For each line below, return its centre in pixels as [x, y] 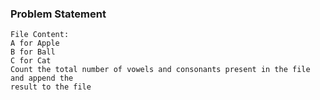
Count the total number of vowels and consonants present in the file [160, 70]
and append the [42, 78]
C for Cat [31, 61]
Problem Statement [58, 14]
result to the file [51, 87]
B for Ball [33, 52]
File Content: [40, 35]
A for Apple [35, 43]
